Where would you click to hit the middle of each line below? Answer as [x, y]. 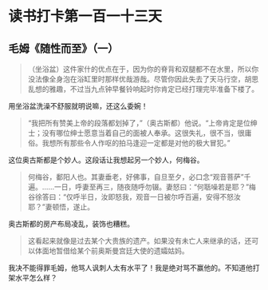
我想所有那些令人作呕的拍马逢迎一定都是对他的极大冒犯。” [136, 143]
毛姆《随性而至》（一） [63, 48]
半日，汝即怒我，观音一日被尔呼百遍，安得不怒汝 [160, 197]
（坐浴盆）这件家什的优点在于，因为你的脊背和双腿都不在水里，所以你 [143, 69]
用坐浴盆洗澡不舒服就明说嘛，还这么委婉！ [78, 106]
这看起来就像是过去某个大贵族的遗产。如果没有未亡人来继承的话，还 [140, 241]
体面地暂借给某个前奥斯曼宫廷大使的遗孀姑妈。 [112, 251]
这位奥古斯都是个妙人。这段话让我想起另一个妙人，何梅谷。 [106, 160]
